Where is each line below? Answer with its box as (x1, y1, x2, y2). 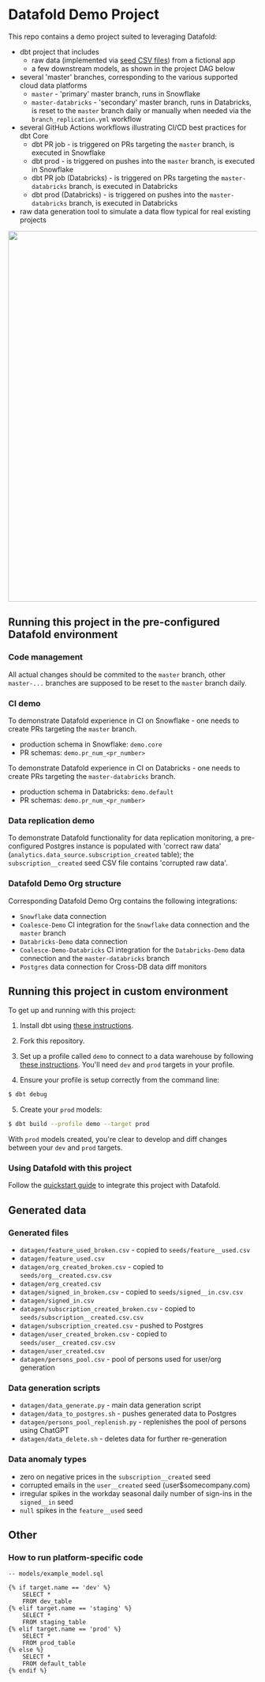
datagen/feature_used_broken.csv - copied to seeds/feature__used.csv (19, 1245, 251, 1255)
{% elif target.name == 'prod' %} (8, 1625, 122, 1634)
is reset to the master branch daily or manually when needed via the (31, 105, 252, 115)
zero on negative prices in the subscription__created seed (19, 1472, 211, 1481)
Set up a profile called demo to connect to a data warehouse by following (19, 1052, 254, 1061)
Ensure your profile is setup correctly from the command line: (19, 1075, 219, 1085)
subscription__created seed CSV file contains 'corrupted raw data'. (8, 858, 229, 867)
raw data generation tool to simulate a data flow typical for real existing (19, 206, 251, 216)
